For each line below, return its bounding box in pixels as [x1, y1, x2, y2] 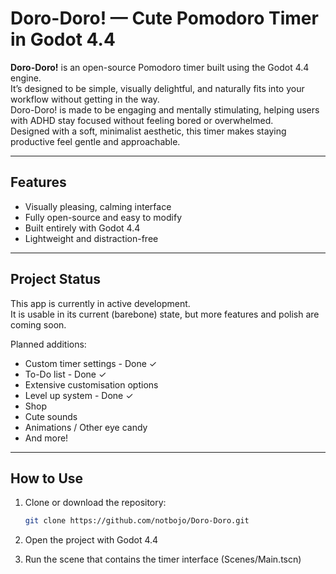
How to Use [10, 470, 84, 487]
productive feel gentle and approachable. [10, 135, 181, 147]
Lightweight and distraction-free [24, 232, 159, 244]
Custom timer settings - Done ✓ [24, 357, 158, 369]
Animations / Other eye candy [24, 421, 148, 433]
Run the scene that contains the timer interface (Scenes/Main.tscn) [24, 553, 302, 566]
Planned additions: [10, 338, 87, 350]
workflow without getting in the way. [10, 93, 160, 105]
